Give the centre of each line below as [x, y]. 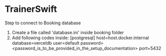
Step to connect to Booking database [43, 23]
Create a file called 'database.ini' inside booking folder [68, 32]
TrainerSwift [31, 9]
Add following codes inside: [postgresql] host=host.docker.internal [80, 38]
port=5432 [150, 48]
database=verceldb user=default [46, 43]
